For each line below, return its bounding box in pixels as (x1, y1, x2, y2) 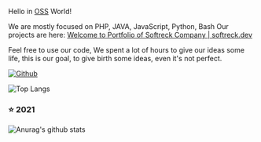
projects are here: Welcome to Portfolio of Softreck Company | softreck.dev (8, 31, 253, 39)
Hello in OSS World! (8, 7, 72, 16)
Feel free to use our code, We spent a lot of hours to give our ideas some (8, 46, 245, 54)
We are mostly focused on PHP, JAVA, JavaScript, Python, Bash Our (8, 22, 230, 31)
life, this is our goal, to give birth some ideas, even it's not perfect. (8, 54, 222, 63)
